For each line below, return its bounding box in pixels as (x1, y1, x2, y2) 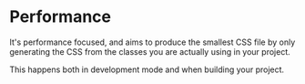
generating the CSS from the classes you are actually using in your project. (9, 46, 290, 57)
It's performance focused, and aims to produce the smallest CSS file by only (9, 37, 296, 47)
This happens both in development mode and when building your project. (9, 64, 285, 75)
